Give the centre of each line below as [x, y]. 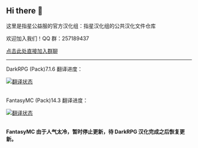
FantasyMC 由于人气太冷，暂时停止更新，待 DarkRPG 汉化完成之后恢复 [93, 131]
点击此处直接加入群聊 [32, 51]
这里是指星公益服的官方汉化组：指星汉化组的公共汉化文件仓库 [81, 26]
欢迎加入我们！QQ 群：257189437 [48, 38]
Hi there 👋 [24, 11]
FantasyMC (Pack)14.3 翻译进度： [47, 100]
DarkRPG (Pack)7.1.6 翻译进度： [44, 69]
